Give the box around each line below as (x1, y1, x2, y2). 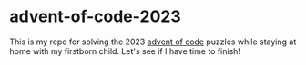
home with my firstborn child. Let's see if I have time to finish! (9, 45, 241, 56)
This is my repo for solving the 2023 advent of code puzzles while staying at (9, 36, 297, 47)
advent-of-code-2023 (9, 6, 182, 27)
